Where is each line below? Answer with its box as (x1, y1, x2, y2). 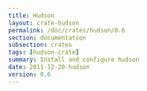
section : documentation (8, 33, 87, 42)
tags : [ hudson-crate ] (8, 48, 80, 56)
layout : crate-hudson (8, 19, 80, 27)
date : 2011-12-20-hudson (8, 63, 90, 71)
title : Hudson (8, 11, 55, 20)
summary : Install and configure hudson (8, 56, 140, 64)
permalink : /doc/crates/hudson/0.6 (8, 26, 126, 34)
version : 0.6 (8, 70, 51, 78)
